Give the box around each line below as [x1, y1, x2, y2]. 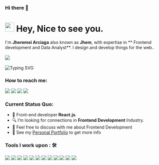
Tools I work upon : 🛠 [5, 142, 57, 149]
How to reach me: [5, 77, 48, 84]
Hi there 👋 [5, 4, 29, 11]
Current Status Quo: [5, 101, 54, 108]
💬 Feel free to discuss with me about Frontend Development [12, 124, 132, 130]
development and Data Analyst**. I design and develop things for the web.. [5, 44, 155, 50]
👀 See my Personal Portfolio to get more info [12, 129, 101, 135]
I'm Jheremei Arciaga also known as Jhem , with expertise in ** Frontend [5, 39, 152, 45]
